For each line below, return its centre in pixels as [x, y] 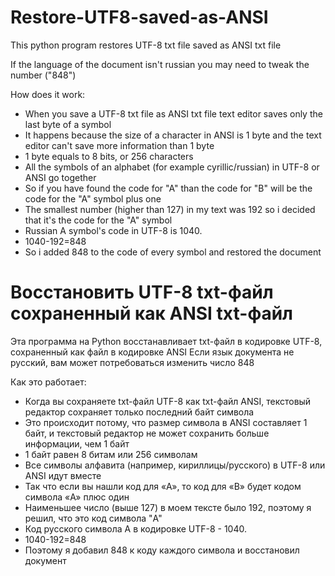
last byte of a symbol [68, 124]
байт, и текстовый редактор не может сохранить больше [147, 433]
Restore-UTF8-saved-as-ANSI [139, 17]
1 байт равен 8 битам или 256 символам [111, 454]
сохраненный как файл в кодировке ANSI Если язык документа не [152, 352]
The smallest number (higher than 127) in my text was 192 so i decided [170, 209]
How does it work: [48, 94]
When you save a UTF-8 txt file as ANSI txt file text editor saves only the [173, 113]
